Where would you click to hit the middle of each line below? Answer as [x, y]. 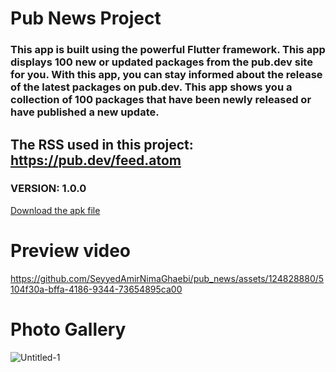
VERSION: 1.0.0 [48, 189]
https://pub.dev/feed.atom [96, 160]
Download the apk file [55, 210]
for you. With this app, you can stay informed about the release [166, 75]
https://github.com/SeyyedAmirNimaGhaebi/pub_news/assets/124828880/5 [167, 278]
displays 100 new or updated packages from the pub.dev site [161, 62]
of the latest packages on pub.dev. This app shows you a [151, 87]
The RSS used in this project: [102, 144]
